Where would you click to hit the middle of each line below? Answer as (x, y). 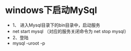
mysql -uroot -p (29, 43)
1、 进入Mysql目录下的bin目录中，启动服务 (56, 25)
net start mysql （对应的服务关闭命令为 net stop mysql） (70, 31)
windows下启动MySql (51, 10)
